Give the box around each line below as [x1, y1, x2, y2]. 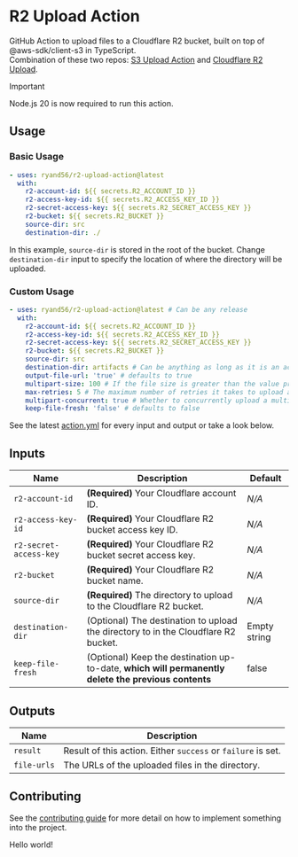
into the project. [9, 822, 67, 832]
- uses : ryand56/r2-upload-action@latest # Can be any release [9, 305, 248, 314]
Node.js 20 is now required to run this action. [9, 97, 175, 108]
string [247, 631, 271, 643]
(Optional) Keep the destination [86, 651, 217, 664]
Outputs [9, 703, 56, 719]
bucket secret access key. [86, 549, 196, 562]
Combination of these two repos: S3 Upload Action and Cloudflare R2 [9, 54, 263, 65]
